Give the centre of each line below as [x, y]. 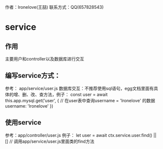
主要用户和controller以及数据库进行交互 [45, 59]
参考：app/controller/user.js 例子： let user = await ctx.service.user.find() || [81, 135]
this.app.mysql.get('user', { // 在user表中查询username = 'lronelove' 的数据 [80, 100]
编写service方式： [33, 76]
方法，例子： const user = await [75, 94]
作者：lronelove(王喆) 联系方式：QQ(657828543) [54, 7]
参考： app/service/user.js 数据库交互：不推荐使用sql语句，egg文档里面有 [80, 88]
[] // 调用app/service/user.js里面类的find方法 [50, 141]
